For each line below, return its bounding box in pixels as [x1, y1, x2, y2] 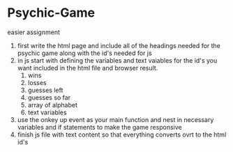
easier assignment [7, 28, 61, 36]
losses [27, 78, 47, 86]
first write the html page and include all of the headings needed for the [17, 41, 221, 50]
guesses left [27, 86, 63, 94]
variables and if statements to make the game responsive [17, 123, 183, 131]
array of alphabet [27, 100, 78, 109]
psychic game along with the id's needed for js [17, 49, 152, 57]
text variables [27, 108, 68, 116]
